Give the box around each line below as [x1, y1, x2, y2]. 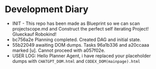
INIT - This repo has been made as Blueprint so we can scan [12, 20, 140, 26]
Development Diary [5, 4, 89, 15]
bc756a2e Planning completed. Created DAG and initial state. [12, 37, 141, 43]
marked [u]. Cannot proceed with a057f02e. [12, 47, 105, 53]
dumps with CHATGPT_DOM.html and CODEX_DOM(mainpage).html [12, 58, 141, 64]
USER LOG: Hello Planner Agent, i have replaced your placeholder [12, 52, 151, 59]
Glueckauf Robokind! [12, 31, 57, 37]
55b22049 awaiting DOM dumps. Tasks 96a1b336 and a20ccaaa [12, 42, 149, 48]
